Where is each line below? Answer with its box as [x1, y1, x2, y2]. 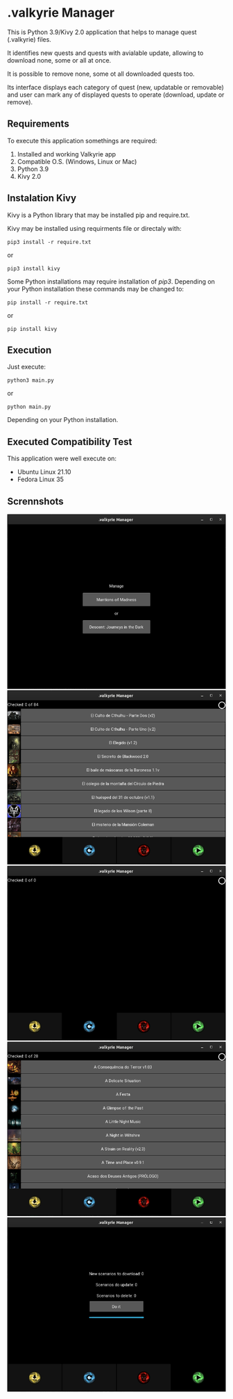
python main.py [7, 403, 51, 411]
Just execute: [7, 363, 46, 371]
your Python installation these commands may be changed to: [7, 284, 184, 293]
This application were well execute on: [7, 454, 116, 463]
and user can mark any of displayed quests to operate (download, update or [7, 90, 225, 99]
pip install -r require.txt [7, 299, 89, 306]
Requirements [7, 118, 69, 130]
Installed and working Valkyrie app [17, 149, 116, 158]
